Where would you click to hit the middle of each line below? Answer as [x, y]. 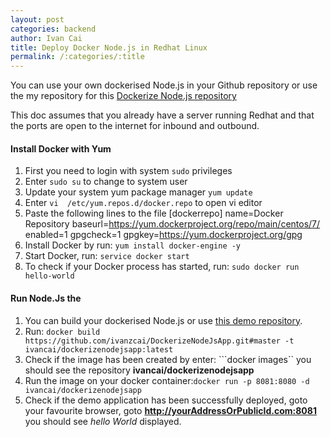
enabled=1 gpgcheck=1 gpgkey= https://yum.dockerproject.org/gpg [163, 235]
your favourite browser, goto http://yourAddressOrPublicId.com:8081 [170, 410]
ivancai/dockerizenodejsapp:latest [99, 349]
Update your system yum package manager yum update [138, 192]
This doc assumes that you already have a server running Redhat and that [162, 115]
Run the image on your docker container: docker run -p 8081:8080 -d [167, 380]
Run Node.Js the [46, 298]
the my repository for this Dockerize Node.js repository [123, 96]
